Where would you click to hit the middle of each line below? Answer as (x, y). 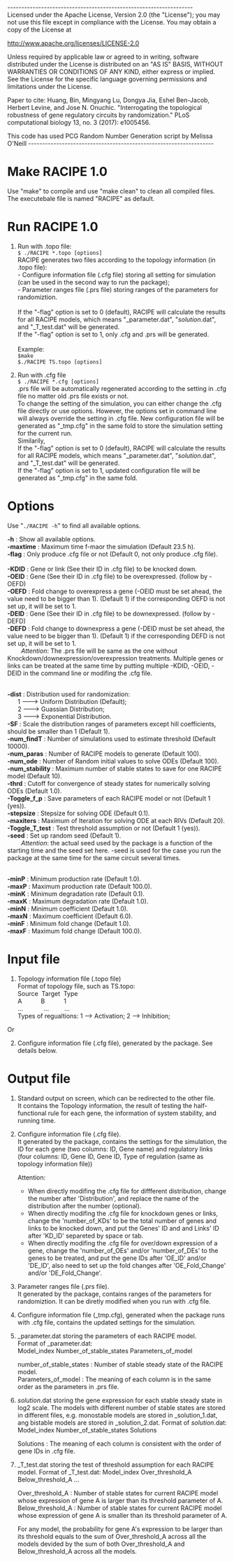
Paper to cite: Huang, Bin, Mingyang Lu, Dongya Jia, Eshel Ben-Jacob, (109, 100)
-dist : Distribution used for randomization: (69, 694)
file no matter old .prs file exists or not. (73, 396)
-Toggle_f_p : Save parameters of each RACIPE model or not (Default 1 (109, 798)
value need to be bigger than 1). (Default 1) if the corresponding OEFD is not (116, 598)
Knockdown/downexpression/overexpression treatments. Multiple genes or (116, 658)
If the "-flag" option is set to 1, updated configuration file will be (109, 470)
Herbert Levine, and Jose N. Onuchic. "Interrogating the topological (105, 108)
